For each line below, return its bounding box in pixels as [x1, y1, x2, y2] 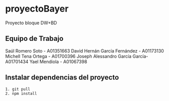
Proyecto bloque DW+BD [5, 20, 57, 26]
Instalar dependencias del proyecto [5, 73, 120, 82]
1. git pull [5, 86, 30, 91]
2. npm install [5, 91, 37, 96]
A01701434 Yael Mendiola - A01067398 [5, 59, 87, 65]
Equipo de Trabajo [5, 34, 64, 43]
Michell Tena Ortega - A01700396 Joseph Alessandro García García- [5, 53, 148, 59]
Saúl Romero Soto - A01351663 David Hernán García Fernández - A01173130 [5, 47, 164, 54]
